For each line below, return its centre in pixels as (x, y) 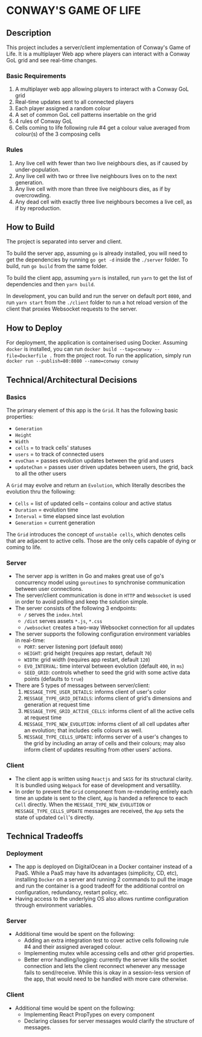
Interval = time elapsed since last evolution (70, 516)
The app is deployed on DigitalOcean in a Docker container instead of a (104, 867)
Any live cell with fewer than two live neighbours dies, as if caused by (101, 163)
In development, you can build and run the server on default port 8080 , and (99, 296)
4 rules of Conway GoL (44, 121)
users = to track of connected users (59, 454)
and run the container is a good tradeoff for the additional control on (100, 886)
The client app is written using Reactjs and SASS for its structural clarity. (104, 779)
